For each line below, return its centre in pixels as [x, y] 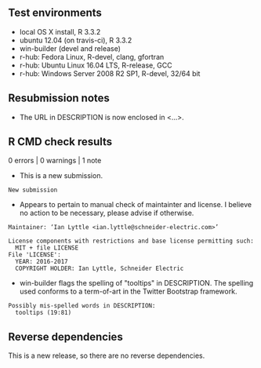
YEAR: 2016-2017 [42, 262]
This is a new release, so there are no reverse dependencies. [107, 355]
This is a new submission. [61, 176]
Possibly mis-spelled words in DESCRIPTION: [82, 306]
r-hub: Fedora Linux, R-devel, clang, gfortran [92, 56]
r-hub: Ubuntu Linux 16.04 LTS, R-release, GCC [96, 65]
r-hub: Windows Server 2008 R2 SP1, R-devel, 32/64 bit [110, 73]
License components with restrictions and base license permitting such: [131, 241]
